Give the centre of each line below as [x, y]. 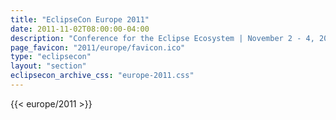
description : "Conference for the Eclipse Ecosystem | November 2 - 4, [162, 38]
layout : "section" [48, 66]
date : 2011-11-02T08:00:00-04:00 [80, 29]
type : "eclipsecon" [51, 57]
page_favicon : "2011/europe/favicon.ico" [98, 47]
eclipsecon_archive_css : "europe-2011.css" [102, 76]
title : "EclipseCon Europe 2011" [80, 19]
